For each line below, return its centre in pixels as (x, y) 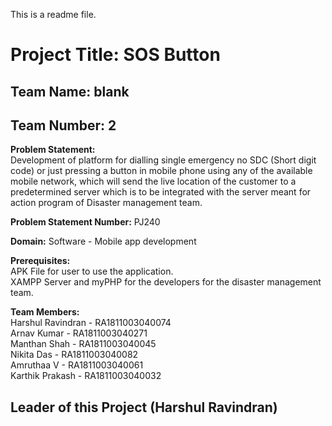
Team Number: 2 (63, 125)
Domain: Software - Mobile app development (103, 241)
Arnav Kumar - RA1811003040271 (79, 333)
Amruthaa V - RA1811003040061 (77, 365)
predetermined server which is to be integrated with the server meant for (161, 192)
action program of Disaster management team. (106, 203)
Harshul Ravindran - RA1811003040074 (91, 323)
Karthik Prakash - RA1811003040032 (86, 376)
